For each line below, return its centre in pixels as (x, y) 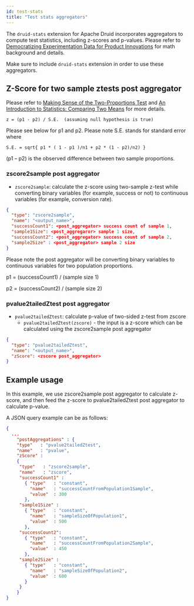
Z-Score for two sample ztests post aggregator (94, 88)
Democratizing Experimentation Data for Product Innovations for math (91, 46)
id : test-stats (25, 11)
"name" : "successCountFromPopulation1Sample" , (92, 488)
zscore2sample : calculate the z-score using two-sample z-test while (96, 186)
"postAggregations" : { (46, 439)
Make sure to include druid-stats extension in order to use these (85, 64)
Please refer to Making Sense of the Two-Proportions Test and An (86, 103)
